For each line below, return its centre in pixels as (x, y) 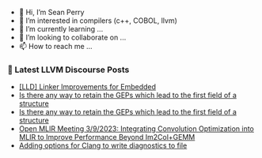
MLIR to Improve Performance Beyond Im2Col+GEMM (107, 137)
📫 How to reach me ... (55, 46)
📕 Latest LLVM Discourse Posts (68, 70)
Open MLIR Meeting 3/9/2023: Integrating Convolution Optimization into (137, 129)
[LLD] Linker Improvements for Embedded (87, 87)
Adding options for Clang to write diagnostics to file (103, 145)
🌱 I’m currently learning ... (61, 29)
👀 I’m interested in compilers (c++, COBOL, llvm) (98, 21)
